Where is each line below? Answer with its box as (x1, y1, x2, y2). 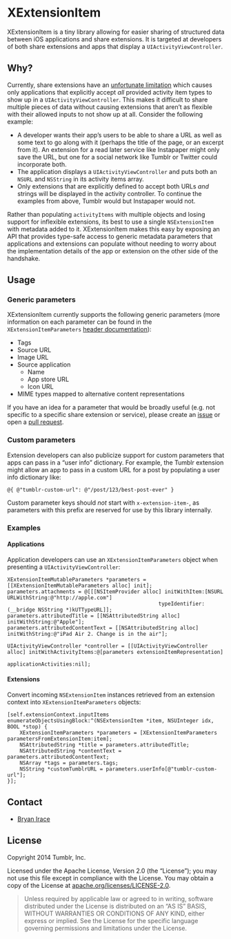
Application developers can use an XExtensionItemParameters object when (7, 555, 219, 563)
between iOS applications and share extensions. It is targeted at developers (7, 35, 222, 43)
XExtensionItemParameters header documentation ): (7, 325, 152, 333)
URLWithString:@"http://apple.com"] (7, 594, 112, 601)
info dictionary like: (7, 473, 61, 481)
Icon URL (27, 383, 54, 391)
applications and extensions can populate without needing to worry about (7, 240, 217, 248)
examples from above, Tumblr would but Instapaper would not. (17, 197, 196, 205)
